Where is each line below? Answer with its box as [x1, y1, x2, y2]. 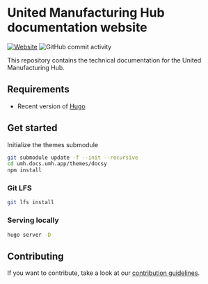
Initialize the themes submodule [7, 140, 99, 149]
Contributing [7, 250, 64, 262]
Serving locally [7, 215, 59, 225]
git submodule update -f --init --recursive [7, 154, 138, 161]
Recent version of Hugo [17, 102, 86, 110]
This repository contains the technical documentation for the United [7, 56, 202, 64]
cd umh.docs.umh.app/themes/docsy [7, 160, 108, 167]
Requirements [7, 83, 70, 95]
